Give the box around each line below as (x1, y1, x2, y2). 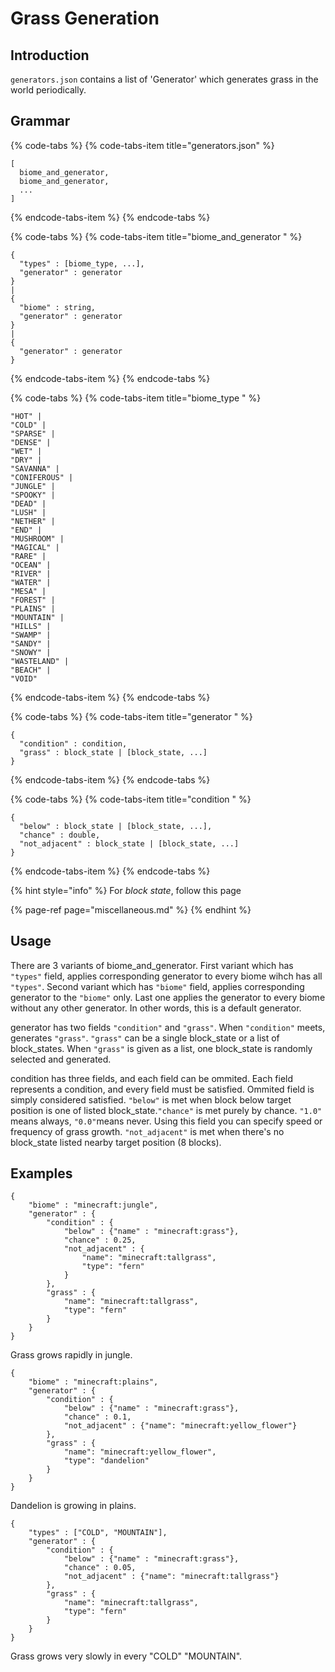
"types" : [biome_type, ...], (19, 258, 145, 269)
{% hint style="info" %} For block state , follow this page (10, 884, 242, 896)
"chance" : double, (19, 830, 101, 840)
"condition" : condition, (19, 738, 128, 749)
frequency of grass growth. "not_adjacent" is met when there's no (10, 1125, 285, 1137)
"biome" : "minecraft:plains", (28, 1377, 159, 1387)
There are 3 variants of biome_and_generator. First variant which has (10, 959, 294, 971)
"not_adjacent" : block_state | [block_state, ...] (19, 838, 240, 849)
